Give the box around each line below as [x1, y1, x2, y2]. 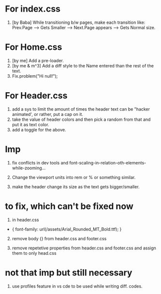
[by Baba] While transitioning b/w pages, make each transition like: [12, 19, 146, 25]
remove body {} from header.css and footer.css [12, 235, 107, 241]
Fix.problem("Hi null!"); [12, 73, 58, 79]
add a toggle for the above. [12, 127, 66, 132]
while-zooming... [12, 165, 46, 171]
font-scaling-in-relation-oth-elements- [69, 160, 146, 165]
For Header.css [5, 90, 68, 101]
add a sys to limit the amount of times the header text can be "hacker [12, 106, 150, 112]
